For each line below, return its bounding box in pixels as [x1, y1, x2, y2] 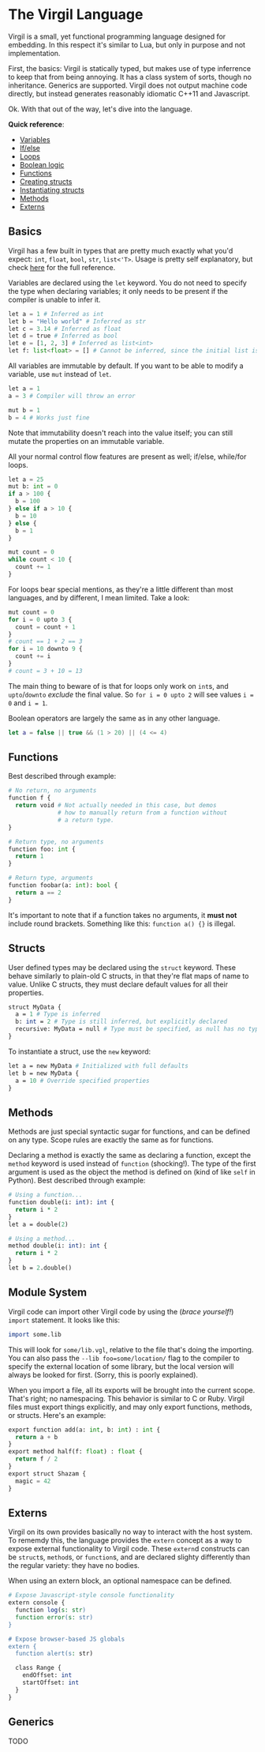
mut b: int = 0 [8, 483, 58, 491]
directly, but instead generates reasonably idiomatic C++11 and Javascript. [8, 88, 251, 98]
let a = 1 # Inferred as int [8, 310, 104, 318]
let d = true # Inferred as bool [8, 332, 118, 340]
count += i [15, 652, 51, 660]
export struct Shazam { [8, 1469, 87, 1478]
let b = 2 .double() [8, 1264, 73, 1273]
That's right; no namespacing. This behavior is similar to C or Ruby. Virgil [8, 1393, 245, 1403]
